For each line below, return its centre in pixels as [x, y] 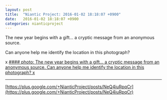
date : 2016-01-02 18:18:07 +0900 [42, 19]
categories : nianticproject [34, 24]
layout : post [19, 10]
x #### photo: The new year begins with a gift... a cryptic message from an [83, 62]
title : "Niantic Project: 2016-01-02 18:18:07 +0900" [63, 14]
